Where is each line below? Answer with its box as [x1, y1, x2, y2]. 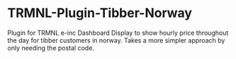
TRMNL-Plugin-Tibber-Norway [7, 5, 193, 21]
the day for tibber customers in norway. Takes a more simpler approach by [7, 36, 225, 44]
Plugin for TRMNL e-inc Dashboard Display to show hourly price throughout [7, 28, 229, 37]
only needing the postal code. [7, 43, 94, 52]
